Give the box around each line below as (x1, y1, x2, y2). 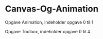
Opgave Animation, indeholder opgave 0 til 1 (5, 19, 94, 25)
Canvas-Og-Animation (5, 3, 99, 14)
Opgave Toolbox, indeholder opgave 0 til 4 (5, 28, 91, 34)
